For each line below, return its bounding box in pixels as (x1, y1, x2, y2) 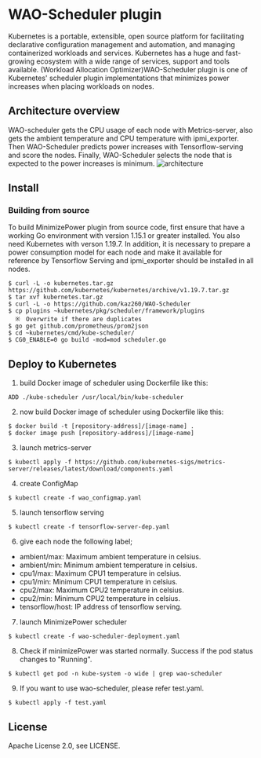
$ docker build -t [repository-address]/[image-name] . (8, 423, 194, 430)
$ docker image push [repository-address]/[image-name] (8, 430, 194, 438)
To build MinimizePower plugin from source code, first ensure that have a (8, 222, 245, 233)
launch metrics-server (19, 443, 92, 452)
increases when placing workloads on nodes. (8, 81, 154, 91)
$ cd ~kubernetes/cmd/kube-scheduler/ (8, 329, 135, 337)
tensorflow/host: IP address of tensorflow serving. (19, 602, 183, 612)
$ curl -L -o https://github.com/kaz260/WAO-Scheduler (8, 300, 191, 308)
